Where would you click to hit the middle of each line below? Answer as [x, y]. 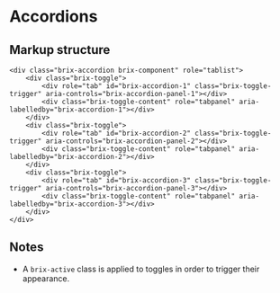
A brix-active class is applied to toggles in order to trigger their [141, 269]
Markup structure [60, 50]
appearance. [46, 278]
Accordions [54, 17]
